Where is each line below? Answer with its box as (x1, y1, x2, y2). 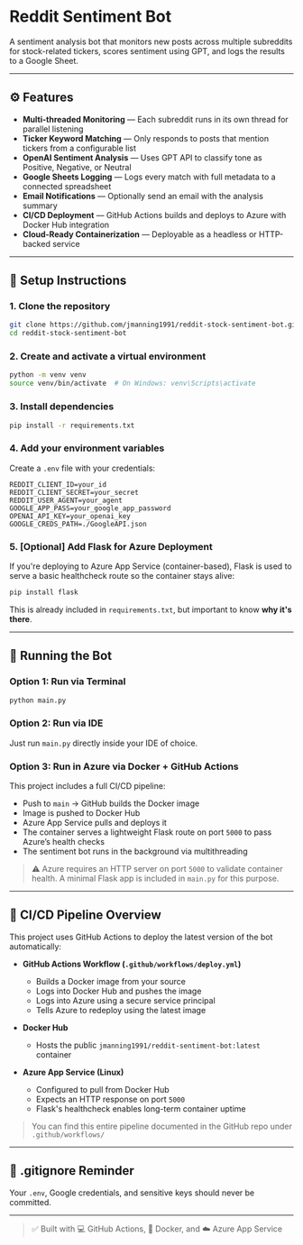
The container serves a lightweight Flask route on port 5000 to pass (22, 827, 272, 838)
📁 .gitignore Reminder (9, 1163, 135, 1178)
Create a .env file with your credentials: (9, 462, 156, 473)
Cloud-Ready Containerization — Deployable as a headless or (22, 228, 257, 240)
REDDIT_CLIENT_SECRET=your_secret (9, 488, 140, 497)
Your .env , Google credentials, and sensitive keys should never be (9, 1187, 255, 1198)
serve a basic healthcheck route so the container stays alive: (9, 571, 235, 581)
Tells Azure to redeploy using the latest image (35, 1004, 207, 1015)
